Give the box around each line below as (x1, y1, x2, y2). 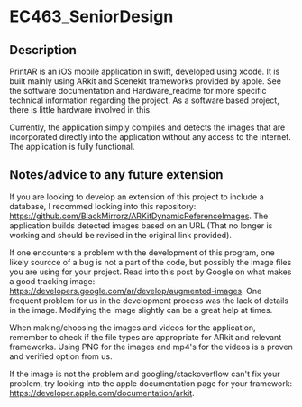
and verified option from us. (9, 350, 113, 362)
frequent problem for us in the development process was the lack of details (9, 295, 289, 306)
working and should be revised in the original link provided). (9, 229, 233, 240)
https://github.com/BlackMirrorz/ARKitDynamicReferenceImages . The (9, 210, 269, 221)
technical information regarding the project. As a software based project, (9, 95, 279, 106)
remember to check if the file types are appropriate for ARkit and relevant (9, 331, 282, 342)
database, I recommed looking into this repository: (9, 200, 197, 211)
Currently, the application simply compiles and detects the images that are (9, 122, 286, 133)
